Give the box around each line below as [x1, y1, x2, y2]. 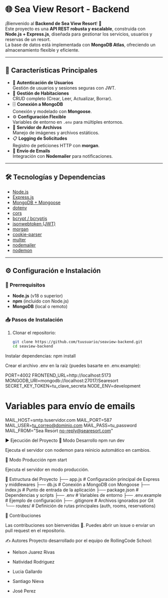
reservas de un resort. [5, 36, 51, 42]
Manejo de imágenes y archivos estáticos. [12, 129, 99, 136]
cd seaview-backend [12, 344, 53, 349]
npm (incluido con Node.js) [12, 298, 69, 304]
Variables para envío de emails [5, 401, 135, 412]
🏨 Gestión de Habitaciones [12, 90, 69, 96]
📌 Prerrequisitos [5, 281, 45, 288]
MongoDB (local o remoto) [12, 304, 68, 310]
